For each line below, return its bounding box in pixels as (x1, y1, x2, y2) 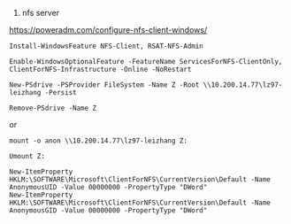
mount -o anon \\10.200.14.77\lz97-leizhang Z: (9, 136, 188, 145)
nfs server (21, 8, 60, 18)
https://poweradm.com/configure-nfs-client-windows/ (9, 25, 208, 35)
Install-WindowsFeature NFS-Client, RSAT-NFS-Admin (9, 42, 203, 50)
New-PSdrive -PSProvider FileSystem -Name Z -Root (9, 81, 200, 89)
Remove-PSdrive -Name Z (9, 104, 97, 112)
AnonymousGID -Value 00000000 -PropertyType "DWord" (9, 206, 208, 215)
